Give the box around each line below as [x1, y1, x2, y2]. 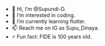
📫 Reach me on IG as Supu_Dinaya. [11, 24, 99, 31]
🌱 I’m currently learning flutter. [11, 18, 86, 24]
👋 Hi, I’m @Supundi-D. [11, 6, 66, 12]
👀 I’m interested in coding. [11, 12, 76, 19]
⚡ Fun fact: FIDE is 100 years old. [11, 33, 92, 40]
